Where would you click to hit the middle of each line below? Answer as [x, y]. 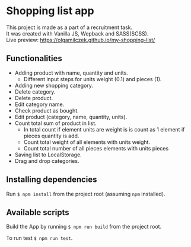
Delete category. [35, 92]
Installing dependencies [52, 180]
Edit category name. [39, 104]
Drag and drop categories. [47, 161]
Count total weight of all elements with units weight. [87, 142]
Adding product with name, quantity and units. [71, 73]
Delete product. [34, 98]
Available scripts [38, 212]
